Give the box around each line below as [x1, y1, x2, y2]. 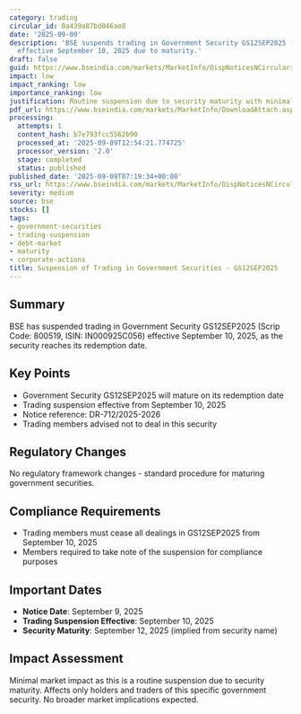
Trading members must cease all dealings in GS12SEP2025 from [21, 527, 260, 539]
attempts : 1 [17, 122, 63, 131]
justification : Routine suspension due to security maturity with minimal [9, 96, 295, 106]
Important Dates [9, 582, 102, 597]
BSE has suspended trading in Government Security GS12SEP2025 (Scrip [9, 321, 280, 331]
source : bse [9, 197, 54, 207]
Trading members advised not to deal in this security [21, 419, 218, 429]
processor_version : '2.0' [17, 146, 115, 155]
